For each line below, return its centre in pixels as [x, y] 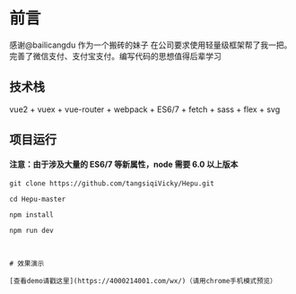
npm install [31, 215]
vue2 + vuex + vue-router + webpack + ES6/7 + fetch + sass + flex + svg [145, 109]
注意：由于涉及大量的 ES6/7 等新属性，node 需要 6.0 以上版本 [124, 164]
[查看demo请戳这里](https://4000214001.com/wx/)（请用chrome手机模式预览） [143, 281]
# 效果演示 [27, 264]
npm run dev [31, 231]
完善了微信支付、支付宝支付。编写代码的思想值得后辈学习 [115, 56]
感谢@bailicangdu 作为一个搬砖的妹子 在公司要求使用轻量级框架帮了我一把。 [151, 45]
